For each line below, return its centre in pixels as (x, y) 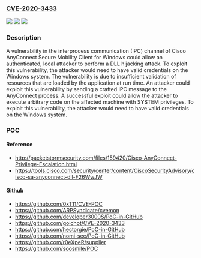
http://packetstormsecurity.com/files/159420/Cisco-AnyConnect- (96, 158)
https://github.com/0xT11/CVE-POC (59, 204)
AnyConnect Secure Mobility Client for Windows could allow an (85, 57)
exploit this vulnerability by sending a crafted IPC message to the (86, 89)
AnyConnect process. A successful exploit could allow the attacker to (92, 95)
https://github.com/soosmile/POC (56, 248)
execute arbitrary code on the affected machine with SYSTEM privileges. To (100, 102)
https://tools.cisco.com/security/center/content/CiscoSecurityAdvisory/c (105, 170)
